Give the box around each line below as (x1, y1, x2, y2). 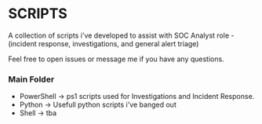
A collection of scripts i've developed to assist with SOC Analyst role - (8, 31, 235, 40)
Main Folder (8, 74, 55, 85)
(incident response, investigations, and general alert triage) (8, 38, 199, 48)
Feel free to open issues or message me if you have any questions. (8, 54, 225, 64)
